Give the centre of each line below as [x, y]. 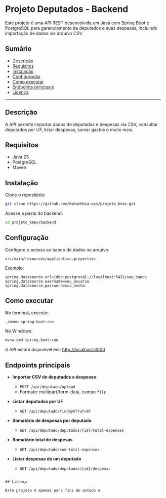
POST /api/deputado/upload [47, 387]
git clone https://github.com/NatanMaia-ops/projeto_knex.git [70, 204]
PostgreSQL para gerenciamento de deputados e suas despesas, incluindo [81, 28]
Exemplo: [15, 268]
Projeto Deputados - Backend [67, 9]
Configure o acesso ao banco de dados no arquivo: [57, 249]
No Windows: [19, 331]
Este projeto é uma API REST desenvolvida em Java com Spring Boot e [77, 23]
